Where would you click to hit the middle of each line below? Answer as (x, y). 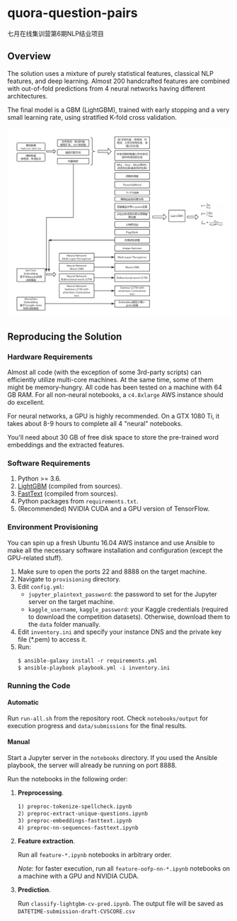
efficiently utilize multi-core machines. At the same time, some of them (110, 380)
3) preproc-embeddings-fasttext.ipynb (75, 821)
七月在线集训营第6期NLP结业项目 (56, 33)
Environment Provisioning (53, 528)
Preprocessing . (40, 793)
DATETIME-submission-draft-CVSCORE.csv (76, 912)
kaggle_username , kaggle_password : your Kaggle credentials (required (128, 609)
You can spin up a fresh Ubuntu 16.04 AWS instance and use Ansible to (111, 542)
